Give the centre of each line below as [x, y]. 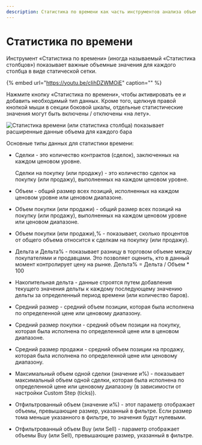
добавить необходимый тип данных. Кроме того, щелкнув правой [91, 100]
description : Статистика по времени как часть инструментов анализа [94, 12]
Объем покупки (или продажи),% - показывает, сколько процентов [102, 233]
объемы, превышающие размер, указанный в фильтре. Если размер [103, 411]
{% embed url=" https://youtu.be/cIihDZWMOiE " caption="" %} [84, 82]
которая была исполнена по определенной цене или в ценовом [97, 331]
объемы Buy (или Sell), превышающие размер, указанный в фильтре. [104, 435]
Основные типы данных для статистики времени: [70, 143]
